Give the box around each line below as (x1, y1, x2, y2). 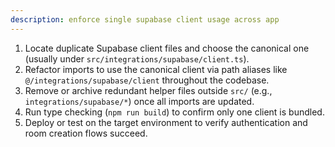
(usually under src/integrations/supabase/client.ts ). (24, 52, 250, 65)
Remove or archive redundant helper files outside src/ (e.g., (24, 84, 273, 96)
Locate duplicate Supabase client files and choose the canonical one (24, 42, 310, 54)
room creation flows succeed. (24, 127, 148, 139)
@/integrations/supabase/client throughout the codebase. (24, 74, 270, 86)
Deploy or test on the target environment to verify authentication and (24, 116, 308, 128)
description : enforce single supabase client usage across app (10, 14, 280, 25)
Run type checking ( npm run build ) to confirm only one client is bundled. (24, 106, 325, 118)
